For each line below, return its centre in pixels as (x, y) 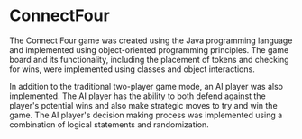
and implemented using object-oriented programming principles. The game (149, 49)
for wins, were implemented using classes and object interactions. (132, 69)
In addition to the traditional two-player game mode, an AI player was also (146, 86)
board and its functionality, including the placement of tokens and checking (150, 59)
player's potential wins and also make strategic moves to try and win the (143, 105)
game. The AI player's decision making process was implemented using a (146, 115)
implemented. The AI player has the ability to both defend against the (137, 96)
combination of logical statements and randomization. (109, 124)
